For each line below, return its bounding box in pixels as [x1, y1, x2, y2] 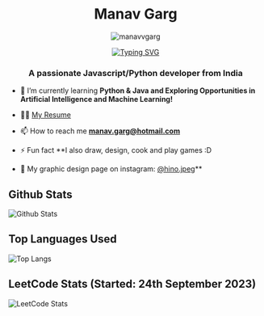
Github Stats [8, 187, 73, 201]
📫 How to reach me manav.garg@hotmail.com [19, 126, 180, 136]
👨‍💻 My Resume [19, 110, 71, 120]
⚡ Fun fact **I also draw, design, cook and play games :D [19, 145, 212, 155]
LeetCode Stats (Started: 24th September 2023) [8, 277, 257, 291]
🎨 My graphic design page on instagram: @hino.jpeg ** [19, 164, 203, 174]
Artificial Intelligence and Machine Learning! [19, 95, 174, 104]
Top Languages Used [8, 232, 117, 246]
